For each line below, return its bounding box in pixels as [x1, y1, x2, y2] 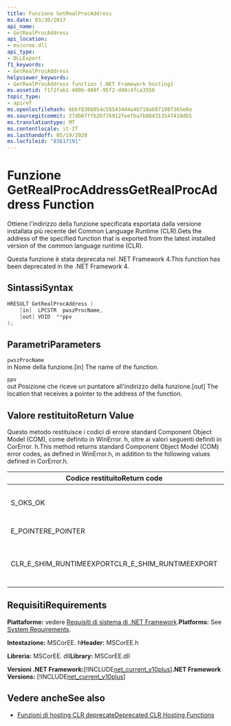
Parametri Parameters [7, 339, 101, 350]
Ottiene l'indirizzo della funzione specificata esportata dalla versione [7, 220, 201, 228]
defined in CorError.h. [7, 457, 69, 465]
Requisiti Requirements [7, 599, 107, 611]
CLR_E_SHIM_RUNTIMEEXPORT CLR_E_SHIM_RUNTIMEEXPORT [10, 559, 218, 568]
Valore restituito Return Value [7, 409, 134, 421]
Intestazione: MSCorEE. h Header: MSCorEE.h [7, 638, 139, 647]
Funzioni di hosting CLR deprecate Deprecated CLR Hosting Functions [16, 710, 214, 719]
